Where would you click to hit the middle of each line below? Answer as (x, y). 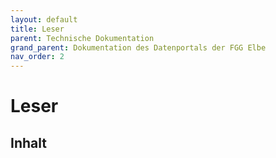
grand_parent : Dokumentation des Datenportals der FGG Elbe (138, 47)
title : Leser (37, 29)
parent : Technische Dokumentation (82, 38)
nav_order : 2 (37, 57)
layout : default (44, 19)
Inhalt (28, 142)
